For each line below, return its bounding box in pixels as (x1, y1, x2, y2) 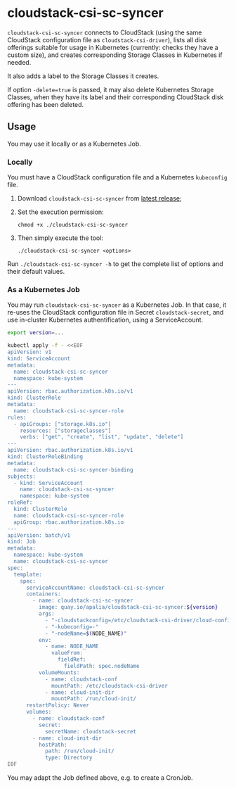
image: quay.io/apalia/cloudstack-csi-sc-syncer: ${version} (38, 604, 218, 611)
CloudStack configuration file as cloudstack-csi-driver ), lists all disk (7, 35, 207, 44)
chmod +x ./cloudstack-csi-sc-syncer (17, 222, 129, 229)
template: (13, 571, 42, 578)
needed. (7, 58, 32, 66)
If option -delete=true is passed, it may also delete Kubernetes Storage (7, 85, 214, 94)
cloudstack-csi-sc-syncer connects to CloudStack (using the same (7, 28, 202, 37)
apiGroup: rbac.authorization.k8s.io (13, 519, 124, 526)
